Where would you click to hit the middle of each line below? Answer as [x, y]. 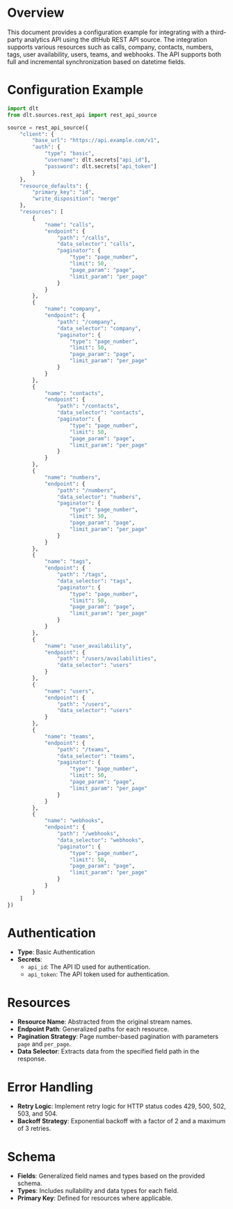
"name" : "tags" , [68, 562]
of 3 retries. [34, 1129]
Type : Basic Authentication [56, 952]
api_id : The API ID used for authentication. [89, 967]
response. [32, 1059]
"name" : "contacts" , [74, 393]
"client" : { [37, 134]
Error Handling [50, 1087]
